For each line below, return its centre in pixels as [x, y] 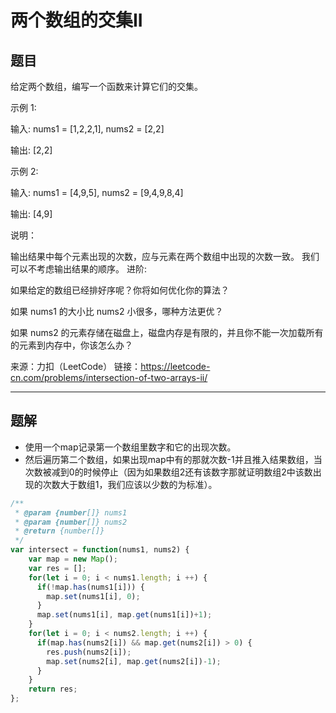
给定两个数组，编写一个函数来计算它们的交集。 [106, 86]
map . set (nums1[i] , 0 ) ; [93, 596]
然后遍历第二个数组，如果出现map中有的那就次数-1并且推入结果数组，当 [173, 459]
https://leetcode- [175, 366]
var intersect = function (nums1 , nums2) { [100, 550]
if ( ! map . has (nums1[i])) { [90, 587]
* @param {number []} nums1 [71, 512]
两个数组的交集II [76, 20]
